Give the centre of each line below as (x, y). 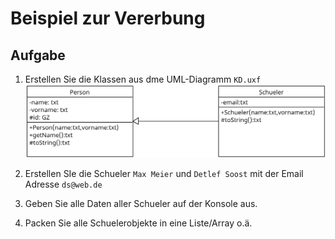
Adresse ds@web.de (63, 184)
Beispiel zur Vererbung (108, 18)
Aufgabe (38, 55)
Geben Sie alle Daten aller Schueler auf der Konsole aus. (141, 203)
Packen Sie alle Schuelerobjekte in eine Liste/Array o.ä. (138, 223)
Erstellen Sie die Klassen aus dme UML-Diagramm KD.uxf (143, 79)
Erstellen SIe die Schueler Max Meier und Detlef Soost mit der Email (164, 173)
